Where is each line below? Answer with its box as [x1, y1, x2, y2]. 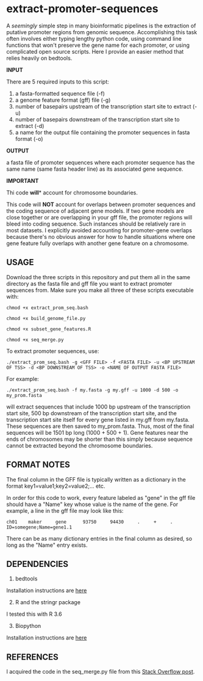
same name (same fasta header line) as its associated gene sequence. [6, 165, 183, 173]
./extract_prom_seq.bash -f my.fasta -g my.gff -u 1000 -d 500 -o [6, 387, 179, 393]
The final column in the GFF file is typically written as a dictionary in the [6, 476, 186, 483]
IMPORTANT [6, 177, 39, 184]
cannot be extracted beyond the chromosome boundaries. [6, 441, 153, 449]
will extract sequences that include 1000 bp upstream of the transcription [6, 403, 191, 410]
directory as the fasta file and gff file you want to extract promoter [6, 280, 173, 287]
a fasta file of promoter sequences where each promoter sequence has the [6, 159, 195, 166]
